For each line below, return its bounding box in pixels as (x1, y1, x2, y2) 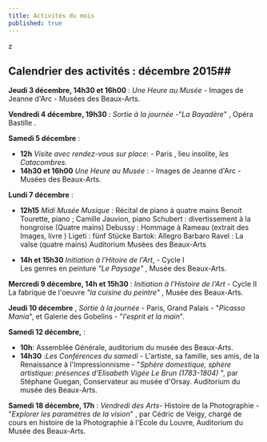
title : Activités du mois (8, 11, 94, 20)
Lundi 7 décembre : (8, 190, 74, 200)
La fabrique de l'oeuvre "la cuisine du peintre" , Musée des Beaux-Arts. (8, 287, 244, 297)
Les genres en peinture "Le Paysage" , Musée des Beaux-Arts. (19, 263, 227, 273)
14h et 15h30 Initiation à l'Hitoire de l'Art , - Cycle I (19, 255, 185, 265)
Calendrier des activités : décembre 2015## (8, 64, 232, 78)
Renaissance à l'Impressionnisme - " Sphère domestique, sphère (19, 360, 232, 369)
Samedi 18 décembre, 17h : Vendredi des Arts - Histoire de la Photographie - (8, 401, 260, 411)
